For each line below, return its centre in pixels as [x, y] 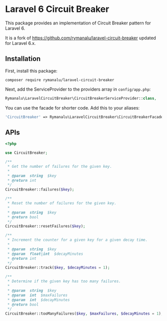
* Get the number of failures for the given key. [60, 166]
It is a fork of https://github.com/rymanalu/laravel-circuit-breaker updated [81, 38]
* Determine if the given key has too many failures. [64, 281]
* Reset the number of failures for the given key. [62, 203]
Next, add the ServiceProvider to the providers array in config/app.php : [78, 89]
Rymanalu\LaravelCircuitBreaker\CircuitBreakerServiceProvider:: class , [81, 98]
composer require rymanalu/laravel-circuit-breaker [60, 80]
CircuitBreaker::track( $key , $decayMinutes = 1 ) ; [58, 268]
